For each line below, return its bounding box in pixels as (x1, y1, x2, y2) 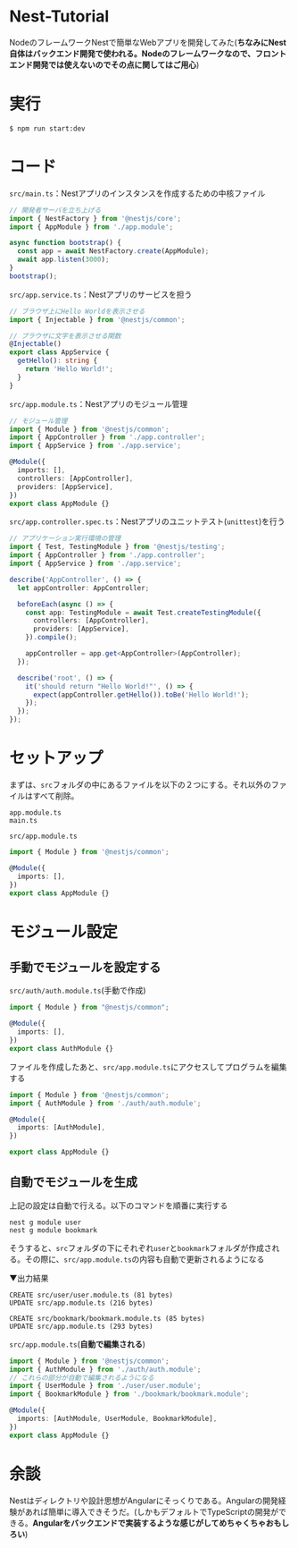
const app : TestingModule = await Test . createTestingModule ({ (25, 608, 261, 617)
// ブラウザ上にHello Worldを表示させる (9, 307, 145, 316)
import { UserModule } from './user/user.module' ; (9, 1382, 202, 1391)
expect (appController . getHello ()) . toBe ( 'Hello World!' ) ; (32, 690, 250, 699)
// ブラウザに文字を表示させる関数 (9, 331, 121, 341)
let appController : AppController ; (17, 583, 150, 592)
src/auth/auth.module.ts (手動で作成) (9, 985, 146, 996)
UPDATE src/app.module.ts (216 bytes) (9, 1298, 153, 1307)
